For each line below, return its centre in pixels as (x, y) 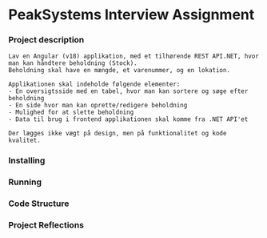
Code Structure (39, 204)
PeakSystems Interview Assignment (132, 15)
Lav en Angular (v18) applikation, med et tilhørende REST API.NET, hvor (134, 56)
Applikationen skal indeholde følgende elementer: (94, 85)
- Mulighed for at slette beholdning (71, 113)
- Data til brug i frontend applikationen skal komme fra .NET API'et (128, 119)
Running (25, 182)
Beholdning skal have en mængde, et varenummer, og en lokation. (119, 71)
